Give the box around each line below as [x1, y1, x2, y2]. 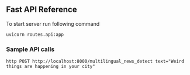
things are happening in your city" [6, 64, 95, 70]
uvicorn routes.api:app [6, 32, 64, 37]
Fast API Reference [6, 5, 77, 15]
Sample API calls [6, 45, 55, 53]
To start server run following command [6, 20, 100, 27]
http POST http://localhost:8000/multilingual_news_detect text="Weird [6, 59, 184, 64]
